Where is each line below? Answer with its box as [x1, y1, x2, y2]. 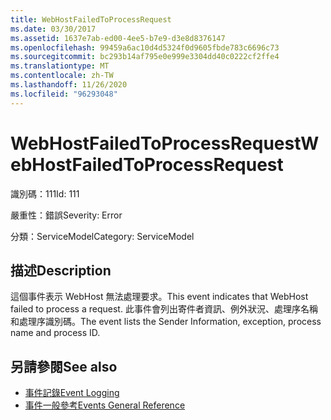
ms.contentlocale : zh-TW [10, 71, 114, 81]
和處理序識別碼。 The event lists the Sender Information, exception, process [10, 316, 322, 328]
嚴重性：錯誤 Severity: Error [10, 209, 123, 221]
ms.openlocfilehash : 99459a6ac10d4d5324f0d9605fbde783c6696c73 [10, 42, 280, 53]
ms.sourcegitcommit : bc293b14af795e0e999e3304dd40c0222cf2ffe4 [10, 52, 280, 62]
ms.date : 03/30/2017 [10, 24, 97, 34]
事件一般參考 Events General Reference [24, 399, 186, 411]
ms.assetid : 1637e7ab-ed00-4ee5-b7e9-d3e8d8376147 [10, 33, 226, 43]
